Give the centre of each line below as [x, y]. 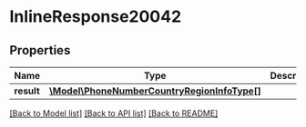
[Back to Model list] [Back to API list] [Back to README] [114, 113]
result [27, 91]
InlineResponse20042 [96, 17]
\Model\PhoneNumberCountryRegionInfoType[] [155, 91]
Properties [40, 50]
